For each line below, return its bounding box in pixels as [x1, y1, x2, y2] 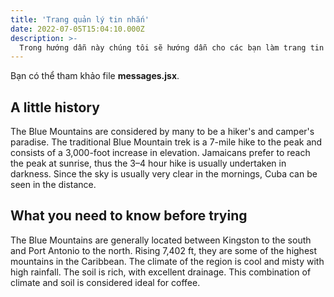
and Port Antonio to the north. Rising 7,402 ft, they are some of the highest [10, 244, 318, 256]
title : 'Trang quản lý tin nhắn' [10, 14, 150, 25]
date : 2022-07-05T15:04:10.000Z [10, 24, 145, 34]
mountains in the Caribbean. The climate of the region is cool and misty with [10, 255, 325, 267]
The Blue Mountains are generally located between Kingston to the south [10, 234, 312, 246]
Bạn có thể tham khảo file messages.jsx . [10, 70, 180, 82]
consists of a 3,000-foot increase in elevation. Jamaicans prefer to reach [10, 147, 311, 159]
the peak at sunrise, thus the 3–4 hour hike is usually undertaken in [10, 157, 287, 170]
